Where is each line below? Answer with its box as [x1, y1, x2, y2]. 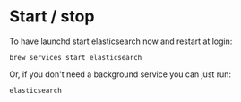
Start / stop [9, 6, 95, 27]
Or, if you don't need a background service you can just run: [9, 69, 231, 80]
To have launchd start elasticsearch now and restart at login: [9, 36, 233, 47]
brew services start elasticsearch [9, 53, 142, 62]
